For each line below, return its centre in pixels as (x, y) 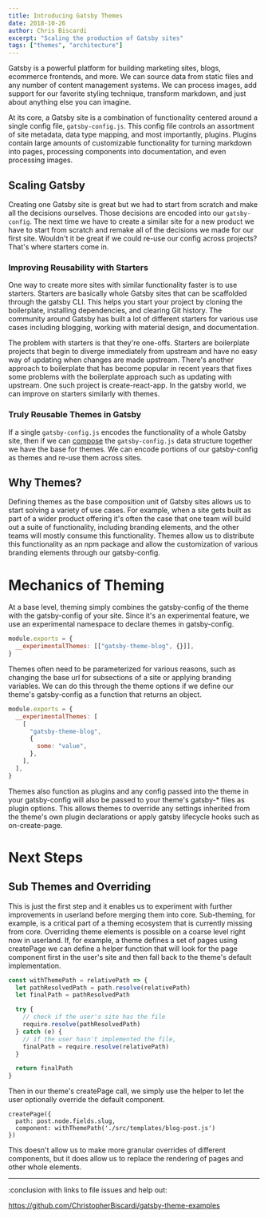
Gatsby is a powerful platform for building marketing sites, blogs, (114, 68)
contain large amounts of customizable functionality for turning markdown (130, 143)
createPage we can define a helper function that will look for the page (123, 949)
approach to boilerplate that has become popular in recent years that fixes (130, 368)
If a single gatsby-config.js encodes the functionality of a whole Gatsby (128, 432)
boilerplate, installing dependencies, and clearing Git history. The (115, 310)
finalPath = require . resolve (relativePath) (96, 1047)
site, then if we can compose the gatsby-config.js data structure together (130, 440)
